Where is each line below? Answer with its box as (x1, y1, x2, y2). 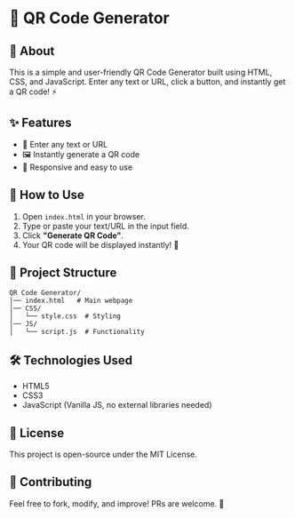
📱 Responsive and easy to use (21, 162, 133, 172)
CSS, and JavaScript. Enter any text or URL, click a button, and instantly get (9, 76, 286, 87)
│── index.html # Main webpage (9, 297, 133, 306)
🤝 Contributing (9, 474, 92, 490)
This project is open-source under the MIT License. (9, 449, 198, 460)
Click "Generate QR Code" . (21, 230, 124, 241)
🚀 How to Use (9, 187, 84, 203)
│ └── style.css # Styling (9, 312, 122, 321)
